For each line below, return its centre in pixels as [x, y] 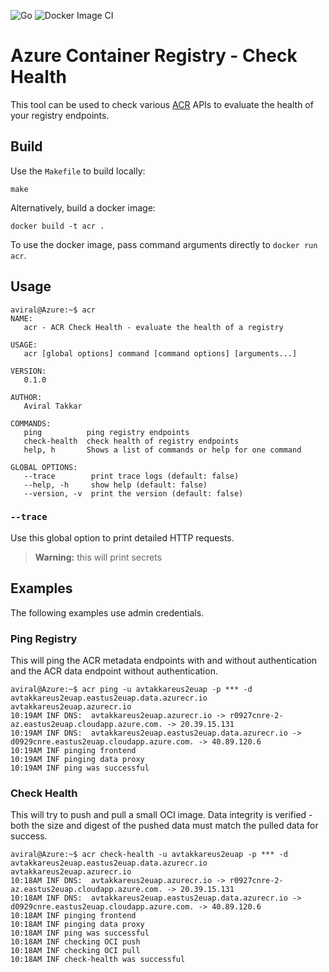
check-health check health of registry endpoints [131, 441]
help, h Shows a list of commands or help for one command [162, 450]
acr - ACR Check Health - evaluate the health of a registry [153, 327]
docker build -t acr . [57, 226]
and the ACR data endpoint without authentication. [114, 671]
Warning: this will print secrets [98, 557]
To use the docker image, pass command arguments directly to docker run [164, 244]
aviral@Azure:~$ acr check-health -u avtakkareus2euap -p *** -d [149, 855]
